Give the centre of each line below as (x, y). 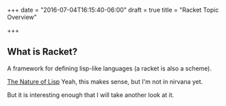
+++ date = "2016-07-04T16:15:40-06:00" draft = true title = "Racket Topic (113, 10)
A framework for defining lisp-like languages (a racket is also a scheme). (110, 68)
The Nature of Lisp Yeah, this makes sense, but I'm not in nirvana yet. (105, 81)
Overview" (22, 17)
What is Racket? (42, 52)
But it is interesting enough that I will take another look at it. (91, 94)
